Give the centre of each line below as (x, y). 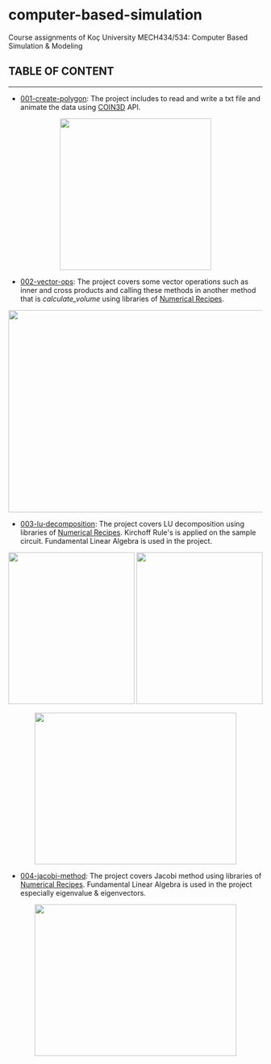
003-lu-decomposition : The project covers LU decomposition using (132, 524)
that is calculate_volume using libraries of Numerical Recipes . (122, 299)
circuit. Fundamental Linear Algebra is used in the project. (116, 540)
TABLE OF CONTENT (61, 72)
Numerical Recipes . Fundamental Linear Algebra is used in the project (136, 884)
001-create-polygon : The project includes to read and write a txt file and (140, 98)
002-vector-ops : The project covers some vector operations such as (134, 282)
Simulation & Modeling (46, 45)
